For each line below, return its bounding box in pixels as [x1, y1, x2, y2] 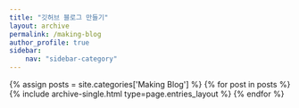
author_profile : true [9, 37, 90, 47]
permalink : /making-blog [9, 29, 102, 38]
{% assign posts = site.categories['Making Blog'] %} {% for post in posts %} [9, 79, 291, 89]
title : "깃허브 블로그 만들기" [9, 12, 109, 22]
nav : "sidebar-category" [25, 54, 118, 63]
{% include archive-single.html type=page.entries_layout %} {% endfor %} [9, 88, 285, 99]
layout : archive [9, 21, 70, 30]
